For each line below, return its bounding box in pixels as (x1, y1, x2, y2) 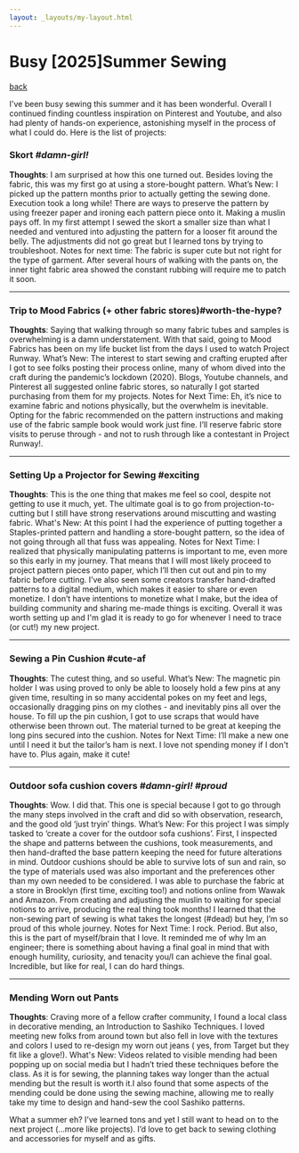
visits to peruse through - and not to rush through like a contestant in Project (9, 429, 290, 440)
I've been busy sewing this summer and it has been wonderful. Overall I (9, 98, 271, 109)
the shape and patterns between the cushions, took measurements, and (9, 838, 273, 849)
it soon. (9, 273, 37, 284)
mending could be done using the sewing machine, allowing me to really (9, 1088, 274, 1099)
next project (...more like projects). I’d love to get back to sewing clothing (9, 1124, 277, 1134)
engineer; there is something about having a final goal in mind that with (9, 942, 270, 953)
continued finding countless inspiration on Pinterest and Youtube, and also (9, 108, 282, 119)
